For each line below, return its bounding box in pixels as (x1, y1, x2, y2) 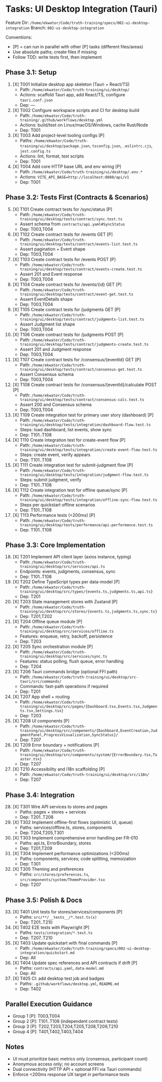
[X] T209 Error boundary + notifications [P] (12, 742, 99, 748)
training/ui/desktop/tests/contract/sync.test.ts (19, 217, 123, 221)
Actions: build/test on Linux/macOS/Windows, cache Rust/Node (19, 122, 148, 128)
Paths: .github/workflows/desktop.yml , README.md (19, 981, 119, 986)
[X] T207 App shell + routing (12, 694, 70, 700)
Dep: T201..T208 (19, 814, 54, 820)
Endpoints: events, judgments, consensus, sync (19, 569, 116, 574)
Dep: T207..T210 (19, 935, 53, 941)
